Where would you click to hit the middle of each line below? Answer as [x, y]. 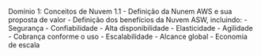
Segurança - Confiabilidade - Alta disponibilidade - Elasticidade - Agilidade [130, 28]
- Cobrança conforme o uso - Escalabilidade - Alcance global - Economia [128, 36]
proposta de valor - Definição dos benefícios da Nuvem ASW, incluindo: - [128, 20]
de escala [24, 45]
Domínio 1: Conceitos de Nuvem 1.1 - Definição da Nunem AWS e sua [120, 11]
